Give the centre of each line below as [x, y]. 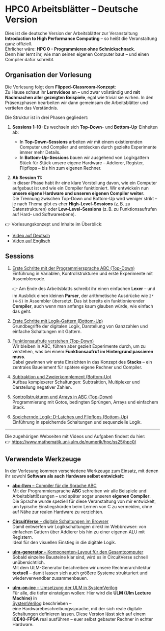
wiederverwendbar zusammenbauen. [50, 578]
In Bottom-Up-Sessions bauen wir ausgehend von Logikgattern [84, 157]
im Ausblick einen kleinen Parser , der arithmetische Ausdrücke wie [80, 296]
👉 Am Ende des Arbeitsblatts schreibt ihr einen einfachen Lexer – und [84, 288]
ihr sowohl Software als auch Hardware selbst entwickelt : [65, 476]
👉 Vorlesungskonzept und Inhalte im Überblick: [54, 224]
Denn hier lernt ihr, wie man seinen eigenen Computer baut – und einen [77, 54]
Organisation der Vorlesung [48, 75]
